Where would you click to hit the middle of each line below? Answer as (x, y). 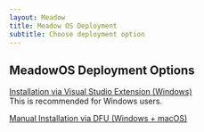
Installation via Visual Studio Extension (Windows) (101, 92)
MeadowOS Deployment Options (102, 70)
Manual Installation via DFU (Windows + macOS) (98, 119)
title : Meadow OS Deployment (63, 26)
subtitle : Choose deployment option (77, 34)
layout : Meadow (37, 17)
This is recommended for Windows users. (86, 101)
